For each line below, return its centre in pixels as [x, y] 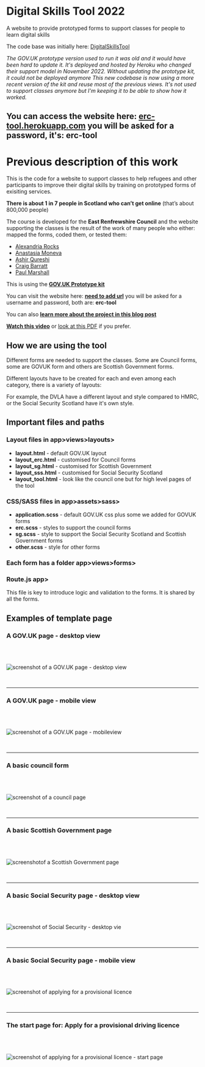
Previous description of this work [92, 161]
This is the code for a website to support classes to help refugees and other [102, 179]
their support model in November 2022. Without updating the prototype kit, [101, 71]
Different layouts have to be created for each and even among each [91, 378]
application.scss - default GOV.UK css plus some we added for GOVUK [106, 515]
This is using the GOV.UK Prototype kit [56, 284]
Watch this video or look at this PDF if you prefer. [69, 326]
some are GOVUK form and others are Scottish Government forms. [90, 367]
